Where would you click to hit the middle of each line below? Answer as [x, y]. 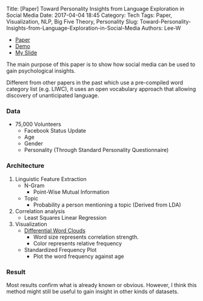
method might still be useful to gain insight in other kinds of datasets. [92, 291]
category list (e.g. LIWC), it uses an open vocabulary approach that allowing [101, 89]
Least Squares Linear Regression [65, 217]
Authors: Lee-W [161, 28]
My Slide [26, 53]
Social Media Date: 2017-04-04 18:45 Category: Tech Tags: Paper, [89, 15]
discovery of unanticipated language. [53, 95]
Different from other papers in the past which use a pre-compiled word [95, 82]
